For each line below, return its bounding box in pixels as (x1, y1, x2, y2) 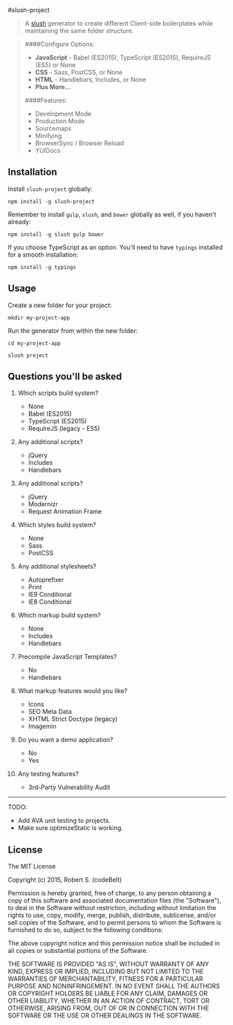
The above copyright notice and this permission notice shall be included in (8, 939, 220, 948)
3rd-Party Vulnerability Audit (28, 783, 111, 791)
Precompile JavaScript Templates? (17, 653, 117, 661)
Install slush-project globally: (8, 185, 93, 193)
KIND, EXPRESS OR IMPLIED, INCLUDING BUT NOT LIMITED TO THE (8, 968, 204, 976)
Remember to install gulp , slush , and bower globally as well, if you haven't (8, 210, 216, 219)
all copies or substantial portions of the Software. (8, 947, 148, 955)
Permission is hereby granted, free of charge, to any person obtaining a (8, 889, 212, 898)
